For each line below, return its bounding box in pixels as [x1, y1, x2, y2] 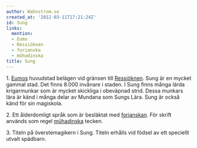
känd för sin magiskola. [6, 99, 63, 107]
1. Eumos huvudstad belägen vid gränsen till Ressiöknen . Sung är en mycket [6, 75, 192, 82]
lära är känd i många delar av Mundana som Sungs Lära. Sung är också [6, 93, 180, 101]
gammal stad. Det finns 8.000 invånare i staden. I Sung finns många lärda [6, 81, 185, 88]
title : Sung [6, 58, 35, 64]
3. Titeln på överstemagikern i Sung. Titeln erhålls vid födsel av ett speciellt [6, 128, 189, 136]
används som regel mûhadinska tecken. [6, 117, 104, 124]
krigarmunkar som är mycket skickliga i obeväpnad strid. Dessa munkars [6, 87, 183, 94]
